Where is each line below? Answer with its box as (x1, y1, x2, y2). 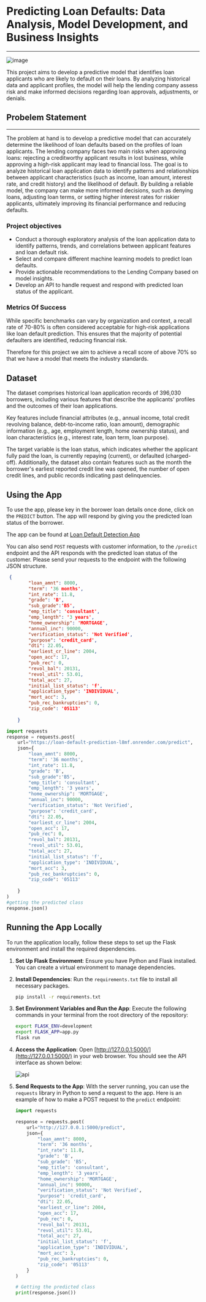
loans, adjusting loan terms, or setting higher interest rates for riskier (6, 193, 180, 200)
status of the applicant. (15, 288, 74, 296)
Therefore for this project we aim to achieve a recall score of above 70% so (6, 348, 197, 356)
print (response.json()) (15, 1290, 77, 1296)
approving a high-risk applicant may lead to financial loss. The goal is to (6, 160, 188, 168)
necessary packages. (15, 982, 70, 989)
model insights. (15, 275, 54, 282)
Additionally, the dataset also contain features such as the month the (18, 459, 192, 466)
